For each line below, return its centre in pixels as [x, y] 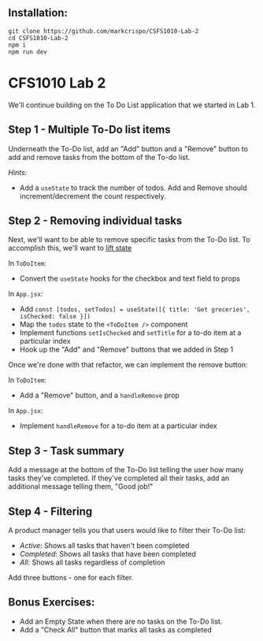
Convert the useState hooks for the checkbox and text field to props [130, 278]
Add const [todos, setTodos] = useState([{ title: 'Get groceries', [135, 309]
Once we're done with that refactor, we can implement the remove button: [128, 365]
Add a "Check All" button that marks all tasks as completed [116, 629]
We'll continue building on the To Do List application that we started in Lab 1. [132, 105]
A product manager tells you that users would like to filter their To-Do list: [127, 530]
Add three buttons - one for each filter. [71, 578]
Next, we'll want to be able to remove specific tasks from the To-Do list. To [129, 240]
